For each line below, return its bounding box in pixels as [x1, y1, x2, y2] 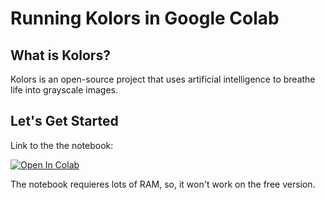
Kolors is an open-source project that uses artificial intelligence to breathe [10, 73, 316, 85]
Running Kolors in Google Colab [10, 7, 280, 30]
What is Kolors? [10, 47, 111, 64]
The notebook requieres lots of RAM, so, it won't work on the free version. [10, 178, 316, 190]
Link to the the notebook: [10, 139, 114, 151]
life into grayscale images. [10, 84, 119, 96]
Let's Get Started [10, 113, 119, 130]
